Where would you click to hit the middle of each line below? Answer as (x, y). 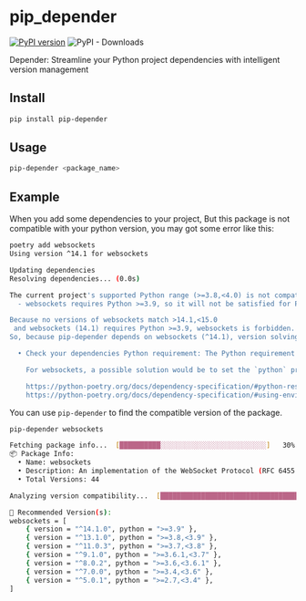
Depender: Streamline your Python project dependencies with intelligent (145, 59)
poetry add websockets (52, 245)
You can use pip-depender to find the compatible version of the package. (146, 412)
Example (35, 197)
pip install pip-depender (58, 119)
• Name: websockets (55, 462)
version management (49, 69)
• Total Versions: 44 (59, 479)
